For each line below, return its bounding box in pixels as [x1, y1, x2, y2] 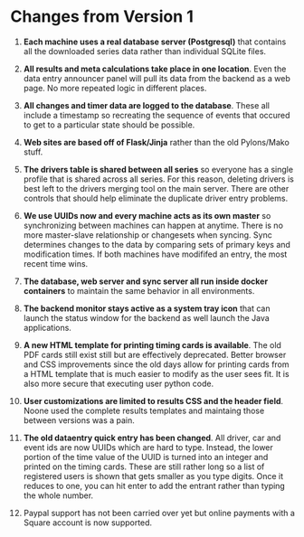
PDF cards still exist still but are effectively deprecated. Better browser [23, 349, 287, 360]
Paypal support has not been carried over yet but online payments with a [23, 507, 295, 518]
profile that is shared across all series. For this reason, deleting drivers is [23, 174, 295, 184]
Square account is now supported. [23, 517, 153, 528]
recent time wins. [23, 258, 89, 268]
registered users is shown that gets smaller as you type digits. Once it [23, 470, 284, 481]
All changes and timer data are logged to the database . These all [23, 99, 271, 110]
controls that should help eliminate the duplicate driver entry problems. [23, 193, 289, 203]
